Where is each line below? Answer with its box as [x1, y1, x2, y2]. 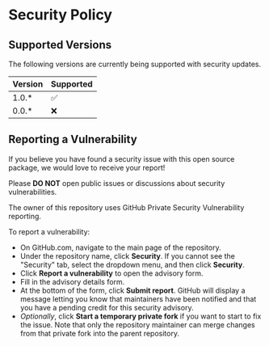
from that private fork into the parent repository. [19, 328, 180, 338]
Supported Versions [8, 38, 111, 52]
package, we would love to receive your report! [8, 162, 166, 172]
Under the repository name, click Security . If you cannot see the [19, 251, 236, 260]
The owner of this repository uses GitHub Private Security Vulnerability [8, 202, 245, 212]
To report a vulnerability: [8, 226, 90, 236]
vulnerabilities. [8, 187, 57, 196]
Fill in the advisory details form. [19, 276, 125, 286]
